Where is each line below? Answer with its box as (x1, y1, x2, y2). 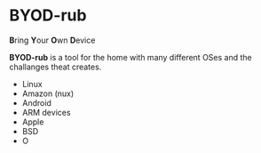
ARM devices (21, 107, 71, 117)
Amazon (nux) (21, 88, 75, 99)
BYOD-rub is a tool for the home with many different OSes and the (9, 52, 252, 62)
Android (21, 97, 51, 108)
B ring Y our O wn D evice (9, 35, 96, 45)
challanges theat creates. (9, 61, 102, 72)
